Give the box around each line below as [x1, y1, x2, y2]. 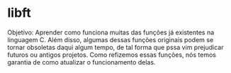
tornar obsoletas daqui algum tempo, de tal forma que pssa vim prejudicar [7, 43, 225, 51]
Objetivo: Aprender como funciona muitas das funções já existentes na [7, 28, 215, 36]
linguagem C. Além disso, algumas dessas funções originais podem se [7, 35, 214, 44]
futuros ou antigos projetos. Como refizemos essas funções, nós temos [7, 51, 216, 59]
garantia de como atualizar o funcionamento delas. [7, 58, 156, 66]
